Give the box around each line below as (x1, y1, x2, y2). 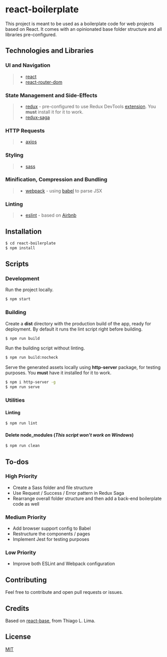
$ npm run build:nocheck (5, 355, 58, 360)
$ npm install (5, 245, 36, 250)
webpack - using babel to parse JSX (25, 187, 103, 194)
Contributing (5, 575, 47, 584)
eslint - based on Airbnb (25, 212, 77, 219)
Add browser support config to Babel (12, 525, 91, 532)
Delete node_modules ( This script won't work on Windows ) (5, 432, 134, 438)
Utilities (5, 396, 25, 403)
